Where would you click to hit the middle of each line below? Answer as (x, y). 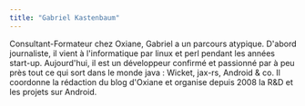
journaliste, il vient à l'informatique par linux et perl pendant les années (142, 53)
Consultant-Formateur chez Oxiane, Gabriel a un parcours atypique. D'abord (153, 43)
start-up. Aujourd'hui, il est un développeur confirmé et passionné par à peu (152, 63)
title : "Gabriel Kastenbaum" (65, 18)
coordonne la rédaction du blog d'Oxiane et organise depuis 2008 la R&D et (152, 82)
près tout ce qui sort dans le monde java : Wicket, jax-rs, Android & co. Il (145, 72)
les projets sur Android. (53, 92)
